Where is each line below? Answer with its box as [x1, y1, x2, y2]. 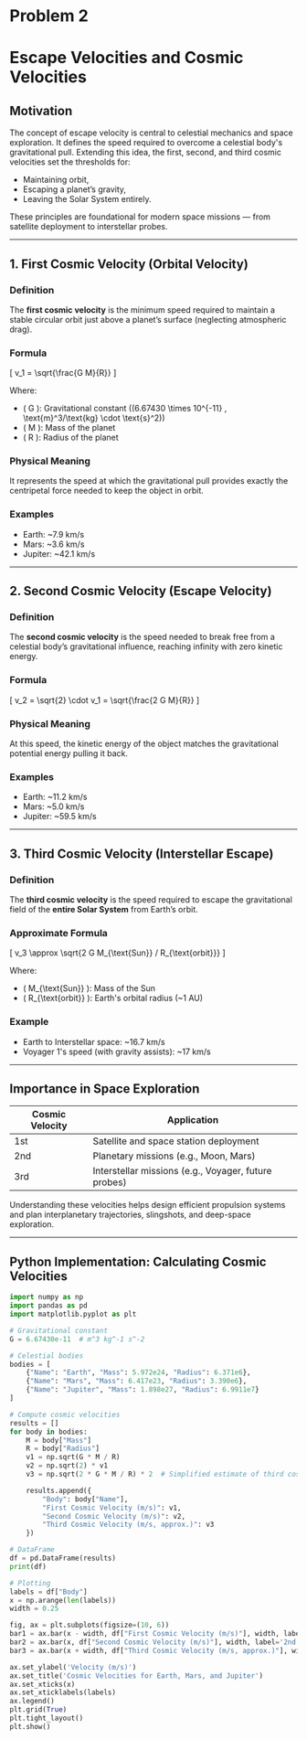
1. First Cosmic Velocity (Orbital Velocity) [9, 256, 249, 272]
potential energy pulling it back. [9, 748, 129, 759]
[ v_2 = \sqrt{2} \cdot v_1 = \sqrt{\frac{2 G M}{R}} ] [9, 694, 200, 705]
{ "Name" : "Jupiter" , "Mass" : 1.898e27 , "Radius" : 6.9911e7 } [26, 1385, 259, 1394]
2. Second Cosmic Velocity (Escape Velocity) [9, 583, 272, 599]
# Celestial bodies [9, 1350, 84, 1361]
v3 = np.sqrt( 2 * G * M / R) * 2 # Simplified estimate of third [26, 1469, 284, 1478]
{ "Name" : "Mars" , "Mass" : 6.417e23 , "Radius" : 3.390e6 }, [26, 1377, 248, 1386]
